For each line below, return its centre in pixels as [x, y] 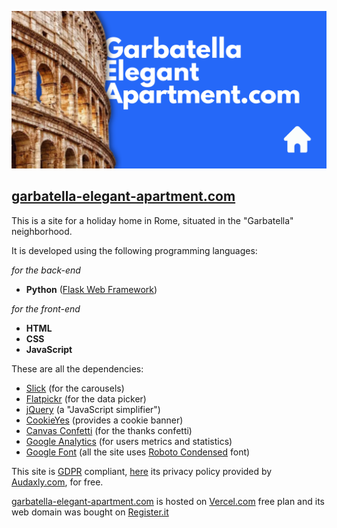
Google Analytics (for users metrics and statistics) [129, 441]
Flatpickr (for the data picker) [86, 398]
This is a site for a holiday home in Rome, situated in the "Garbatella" [152, 220]
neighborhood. [42, 231]
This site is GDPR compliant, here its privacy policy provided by [142, 471]
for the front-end [46, 308]
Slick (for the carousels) [75, 388]
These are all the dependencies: [77, 368]
